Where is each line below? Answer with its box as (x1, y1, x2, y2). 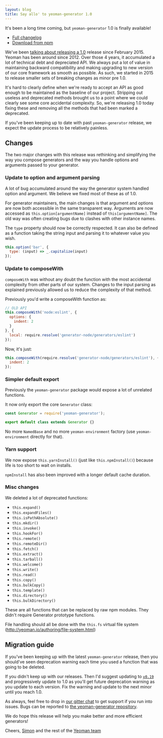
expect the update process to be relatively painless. (5, 125, 108, 130)
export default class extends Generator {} (5, 420, 95, 425)
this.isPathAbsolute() (12, 516, 58, 520)
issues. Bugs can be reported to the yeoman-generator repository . (5, 703, 138, 709)
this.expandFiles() (12, 510, 52, 515)
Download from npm (12, 39, 53, 45)
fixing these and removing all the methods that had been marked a (5, 105, 138, 111)
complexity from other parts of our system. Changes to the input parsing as (5, 281, 156, 287)
